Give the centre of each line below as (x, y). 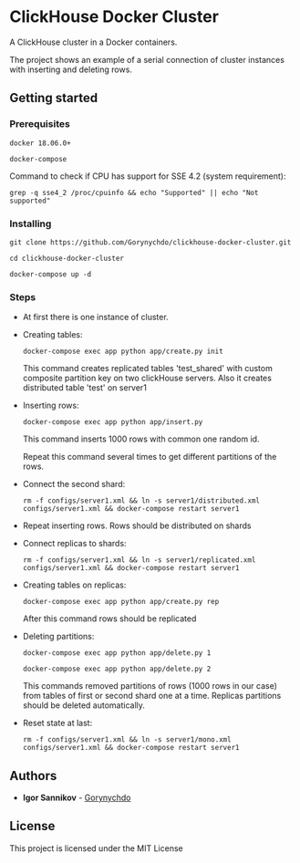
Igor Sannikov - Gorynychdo (77, 798)
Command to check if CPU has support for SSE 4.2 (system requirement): (148, 176)
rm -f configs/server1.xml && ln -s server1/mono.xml (127, 740)
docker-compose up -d (51, 274)
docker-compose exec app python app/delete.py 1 (117, 653)
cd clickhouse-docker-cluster (67, 258)
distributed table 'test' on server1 (85, 388)
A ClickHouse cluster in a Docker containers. (93, 42)
